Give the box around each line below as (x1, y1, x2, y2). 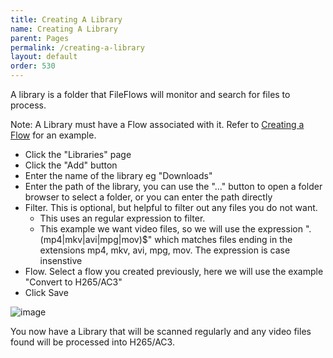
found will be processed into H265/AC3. (10, 336, 175, 348)
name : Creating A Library (10, 24, 118, 34)
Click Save (24, 287, 69, 298)
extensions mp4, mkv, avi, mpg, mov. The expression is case (39, 244, 291, 256)
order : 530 (10, 61, 56, 71)
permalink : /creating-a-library (10, 42, 145, 53)
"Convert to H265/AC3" (24, 276, 123, 288)
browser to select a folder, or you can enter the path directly (24, 191, 273, 203)
